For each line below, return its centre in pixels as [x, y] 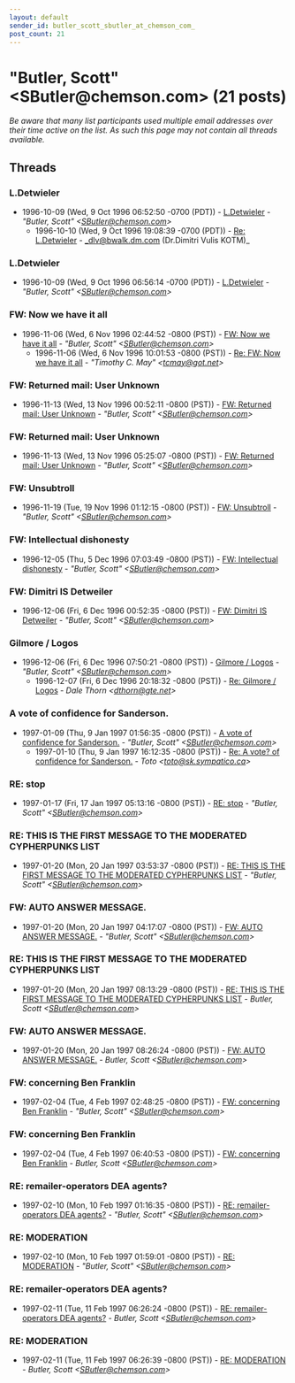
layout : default [39, 17]
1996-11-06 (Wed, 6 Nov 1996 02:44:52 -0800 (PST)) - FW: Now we [146, 334]
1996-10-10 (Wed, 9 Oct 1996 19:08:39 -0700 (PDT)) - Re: [140, 230]
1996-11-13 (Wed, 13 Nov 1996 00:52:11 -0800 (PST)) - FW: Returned [147, 404]
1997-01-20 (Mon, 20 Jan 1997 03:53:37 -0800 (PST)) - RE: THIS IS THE [154, 866]
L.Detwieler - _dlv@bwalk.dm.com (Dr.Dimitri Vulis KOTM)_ [142, 240]
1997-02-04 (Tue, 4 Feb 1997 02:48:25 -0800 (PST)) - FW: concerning [151, 1102]
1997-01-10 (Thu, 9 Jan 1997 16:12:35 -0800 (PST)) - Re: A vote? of [157, 751]
